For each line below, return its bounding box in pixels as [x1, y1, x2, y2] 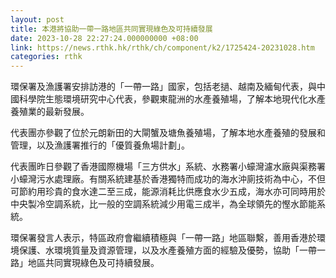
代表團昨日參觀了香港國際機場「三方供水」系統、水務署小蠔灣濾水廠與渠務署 [10, 161, 326, 173]
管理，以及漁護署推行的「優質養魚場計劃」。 [10, 139, 190, 151]
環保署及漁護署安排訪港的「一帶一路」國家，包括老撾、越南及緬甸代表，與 [10, 81, 317, 93]
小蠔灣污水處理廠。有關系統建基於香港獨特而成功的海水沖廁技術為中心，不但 [10, 173, 326, 185]
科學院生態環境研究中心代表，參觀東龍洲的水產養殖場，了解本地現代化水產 [18, 93, 326, 105]
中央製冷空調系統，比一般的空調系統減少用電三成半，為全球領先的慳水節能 [10, 198, 317, 210]
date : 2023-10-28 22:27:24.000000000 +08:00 [10, 33, 199, 43]
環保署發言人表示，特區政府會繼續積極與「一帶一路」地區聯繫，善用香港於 [10, 232, 317, 244]
